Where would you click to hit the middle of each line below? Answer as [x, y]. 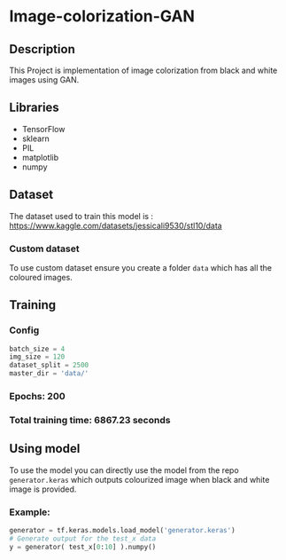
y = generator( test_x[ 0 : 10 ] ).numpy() [83, 547]
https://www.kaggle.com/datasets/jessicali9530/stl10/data [116, 225]
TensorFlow [43, 129]
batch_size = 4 [37, 349]
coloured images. [41, 277]
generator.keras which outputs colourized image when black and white [139, 479]
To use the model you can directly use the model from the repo [124, 470]
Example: [30, 512]
